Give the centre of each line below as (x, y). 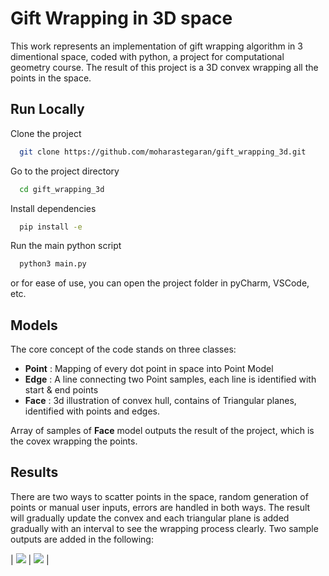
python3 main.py (53, 264)
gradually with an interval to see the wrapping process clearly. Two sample (164, 528)
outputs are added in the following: (82, 539)
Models (34, 325)
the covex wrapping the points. (74, 441)
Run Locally (47, 109)
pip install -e (51, 227)
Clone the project (46, 133)
